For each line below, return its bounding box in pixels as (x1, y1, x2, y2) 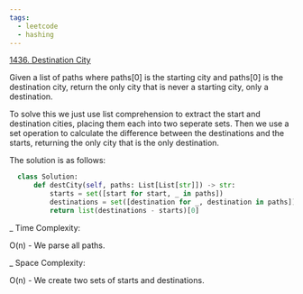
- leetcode (17, 22, 59, 31)
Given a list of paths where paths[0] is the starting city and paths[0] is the (9, 72, 284, 83)
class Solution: (17, 172, 78, 181)
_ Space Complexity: (9, 257, 86, 268)
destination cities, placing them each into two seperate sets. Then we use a (9, 118, 289, 129)
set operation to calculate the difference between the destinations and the (9, 128, 285, 139)
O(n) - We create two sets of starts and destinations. (9, 274, 205, 285)
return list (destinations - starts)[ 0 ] (49, 206, 200, 215)
